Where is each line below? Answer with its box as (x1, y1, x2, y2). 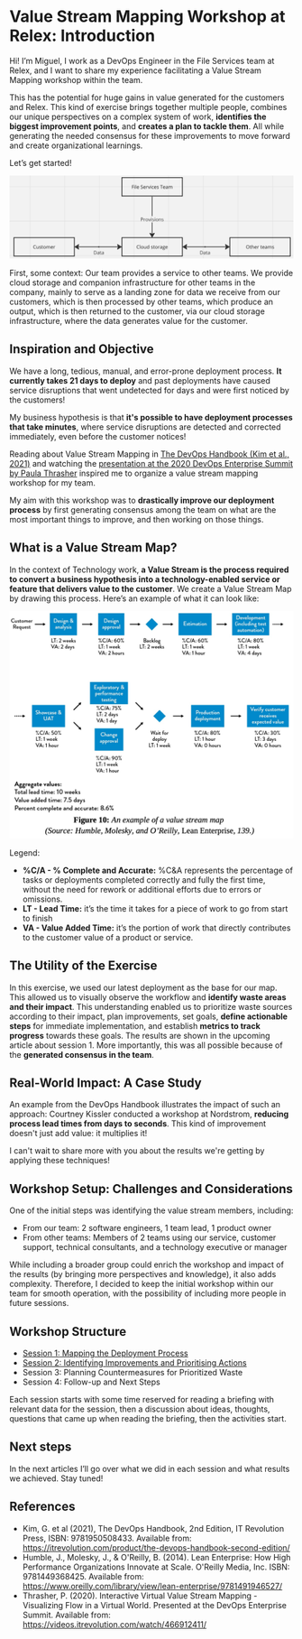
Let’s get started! (9, 157, 72, 168)
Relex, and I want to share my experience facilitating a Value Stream (9, 65, 261, 76)
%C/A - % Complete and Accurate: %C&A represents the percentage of (22, 865, 293, 875)
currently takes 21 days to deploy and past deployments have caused (9, 375, 270, 385)
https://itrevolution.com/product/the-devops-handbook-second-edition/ (22, 1542, 290, 1553)
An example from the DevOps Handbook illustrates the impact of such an (9, 1099, 281, 1110)
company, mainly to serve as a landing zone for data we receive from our (9, 287, 281, 298)
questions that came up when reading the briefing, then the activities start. (9, 1413, 287, 1424)
